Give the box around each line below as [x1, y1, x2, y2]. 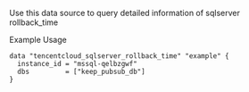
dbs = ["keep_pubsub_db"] [17, 67, 145, 76]
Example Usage [9, 35, 67, 45]
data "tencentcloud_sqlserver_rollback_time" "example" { [9, 52, 229, 61]
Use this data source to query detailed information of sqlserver [9, 8, 241, 18]
